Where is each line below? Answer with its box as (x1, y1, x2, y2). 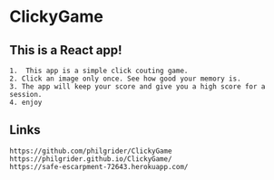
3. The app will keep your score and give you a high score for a (9, 82, 266, 91)
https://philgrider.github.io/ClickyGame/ (9, 154, 172, 164)
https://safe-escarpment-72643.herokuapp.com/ (9, 162, 189, 171)
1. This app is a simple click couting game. (9, 66, 189, 75)
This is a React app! (9, 43, 122, 58)
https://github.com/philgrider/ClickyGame (9, 147, 172, 156)
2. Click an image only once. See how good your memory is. (9, 74, 242, 83)
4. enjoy (9, 98, 43, 107)
